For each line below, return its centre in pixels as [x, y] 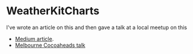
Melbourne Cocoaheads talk [50, 45]
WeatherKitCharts [53, 11]
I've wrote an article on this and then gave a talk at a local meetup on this [97, 27]
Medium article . [34, 39]
